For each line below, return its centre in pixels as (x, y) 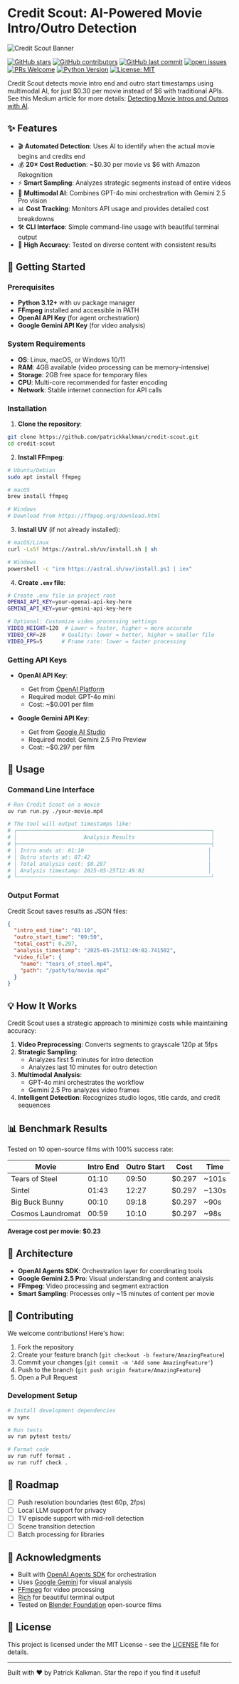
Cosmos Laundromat (46, 1213)
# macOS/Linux (28, 543)
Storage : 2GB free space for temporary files (83, 374)
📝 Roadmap (33, 1485)
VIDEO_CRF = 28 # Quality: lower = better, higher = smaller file (111, 635)
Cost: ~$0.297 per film (61, 747)
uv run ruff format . (39, 1456)
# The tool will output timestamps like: (70, 824)
